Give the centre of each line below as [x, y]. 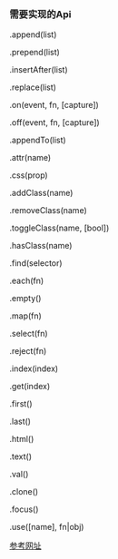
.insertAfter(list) [39, 70]
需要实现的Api [40, 14]
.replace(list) [33, 87]
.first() [21, 404]
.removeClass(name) [49, 211]
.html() [22, 439]
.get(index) [30, 387]
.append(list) [33, 34]
